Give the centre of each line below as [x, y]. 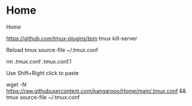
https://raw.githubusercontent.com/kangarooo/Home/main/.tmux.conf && [96, 91]
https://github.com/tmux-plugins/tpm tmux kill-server [72, 38]
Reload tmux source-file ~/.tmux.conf [52, 50]
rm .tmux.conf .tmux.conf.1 [39, 61]
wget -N [16, 85]
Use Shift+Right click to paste [43, 73]
